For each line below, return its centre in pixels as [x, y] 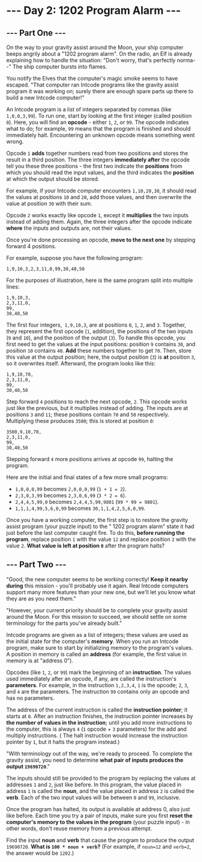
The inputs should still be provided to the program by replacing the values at [101, 778]
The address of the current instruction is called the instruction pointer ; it [97, 710]
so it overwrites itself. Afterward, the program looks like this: [81, 363]
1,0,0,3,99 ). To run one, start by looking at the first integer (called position [99, 116]
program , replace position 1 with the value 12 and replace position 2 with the [101, 539]
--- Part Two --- [36, 565]
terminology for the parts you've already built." [64, 623]
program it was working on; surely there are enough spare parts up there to [100, 91]
